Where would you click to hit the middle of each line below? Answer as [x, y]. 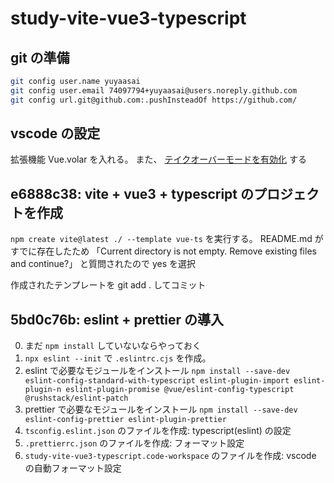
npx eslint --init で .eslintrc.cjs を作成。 [118, 358]
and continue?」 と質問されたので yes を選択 [103, 264]
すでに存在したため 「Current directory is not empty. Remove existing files [163, 251]
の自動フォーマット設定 [73, 468]
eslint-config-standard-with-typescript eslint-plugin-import [157, 381]
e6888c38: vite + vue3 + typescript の [132, 193]
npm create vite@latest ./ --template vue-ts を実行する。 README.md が [167, 239]
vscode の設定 [55, 133]
